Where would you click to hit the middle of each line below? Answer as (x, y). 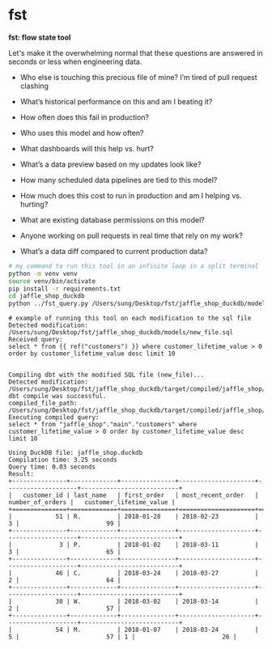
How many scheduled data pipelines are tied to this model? (119, 180)
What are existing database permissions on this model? (112, 219)
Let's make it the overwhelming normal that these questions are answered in (136, 53)
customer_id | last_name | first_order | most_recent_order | (141, 495)
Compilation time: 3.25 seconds (63, 460)
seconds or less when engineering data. (75, 62)
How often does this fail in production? (85, 117)
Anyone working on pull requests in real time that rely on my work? (131, 235)
